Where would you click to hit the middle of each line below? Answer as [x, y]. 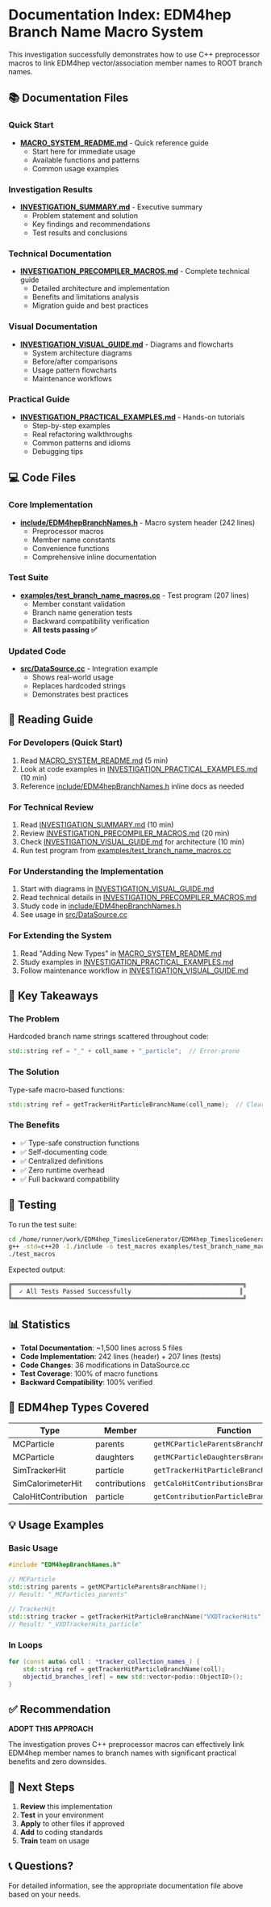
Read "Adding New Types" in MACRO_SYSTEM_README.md [121, 953]
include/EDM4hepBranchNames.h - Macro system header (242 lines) [138, 522]
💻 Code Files [42, 478]
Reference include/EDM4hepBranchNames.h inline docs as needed [132, 786]
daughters [115, 1457]
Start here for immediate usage [83, 151]
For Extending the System [60, 936]
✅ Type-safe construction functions [79, 1143]
